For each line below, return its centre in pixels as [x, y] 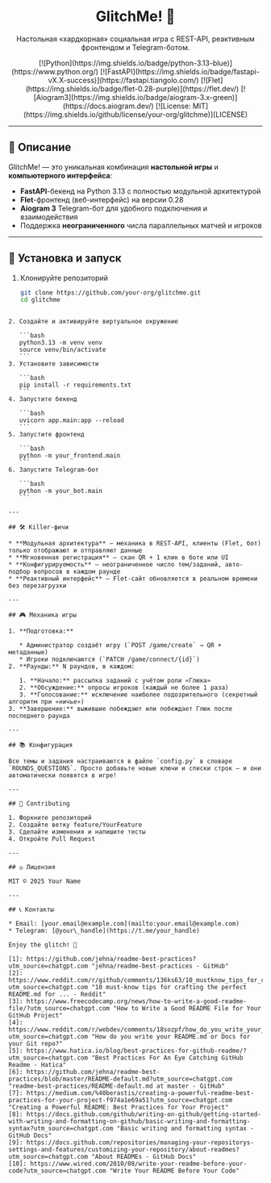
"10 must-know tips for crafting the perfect [169, 988]
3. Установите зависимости [54, 364]
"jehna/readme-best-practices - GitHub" [160, 966]
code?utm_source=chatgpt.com [57, 1171]
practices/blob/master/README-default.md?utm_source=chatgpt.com [120, 1079]
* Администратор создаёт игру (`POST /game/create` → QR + [120, 646]
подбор [19, 572]
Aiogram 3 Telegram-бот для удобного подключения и [114, 208]
